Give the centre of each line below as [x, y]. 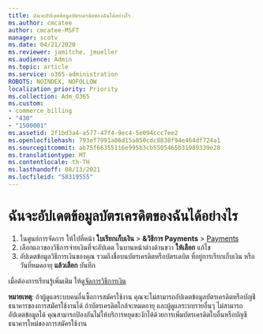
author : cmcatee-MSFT [44, 30]
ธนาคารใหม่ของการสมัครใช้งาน [48, 323]
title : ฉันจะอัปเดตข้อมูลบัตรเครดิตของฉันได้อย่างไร [70, 15]
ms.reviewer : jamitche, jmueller [63, 52]
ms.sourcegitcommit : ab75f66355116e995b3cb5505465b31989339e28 [115, 148]
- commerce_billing [40, 111]
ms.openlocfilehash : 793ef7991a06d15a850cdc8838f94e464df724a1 [115, 140]
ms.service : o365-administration [63, 74]
